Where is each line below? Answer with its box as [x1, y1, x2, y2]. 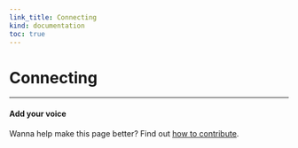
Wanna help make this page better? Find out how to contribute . [9, 128, 239, 138]
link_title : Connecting [9, 12, 98, 22]
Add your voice [9, 108, 67, 119]
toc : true [9, 29, 46, 38]
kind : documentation [9, 21, 86, 30]
